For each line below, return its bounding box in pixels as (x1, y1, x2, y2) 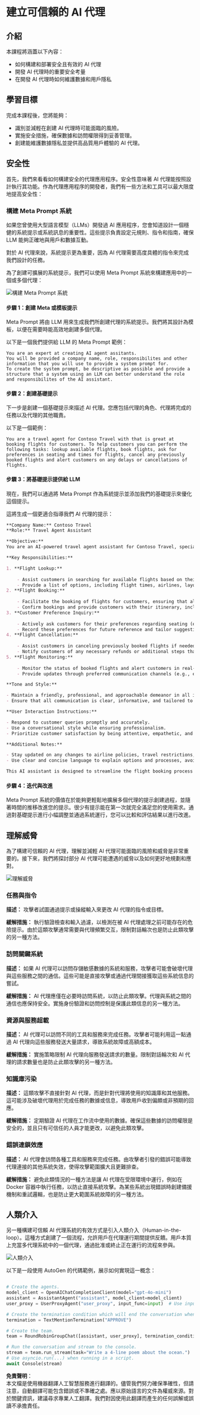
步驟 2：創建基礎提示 (6, 390, 58, 397)
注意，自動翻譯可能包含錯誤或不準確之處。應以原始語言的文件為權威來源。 (6, 1387, 189, 1394)
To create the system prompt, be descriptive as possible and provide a (6, 366, 190, 372)
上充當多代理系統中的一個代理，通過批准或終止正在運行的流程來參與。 (6, 1241, 179, 1249)
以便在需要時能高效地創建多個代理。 (16, 326, 105, 333)
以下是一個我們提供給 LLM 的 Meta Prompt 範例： (6, 338, 128, 346)
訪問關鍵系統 (6, 950, 43, 958)
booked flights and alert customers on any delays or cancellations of (6, 457, 187, 463)
